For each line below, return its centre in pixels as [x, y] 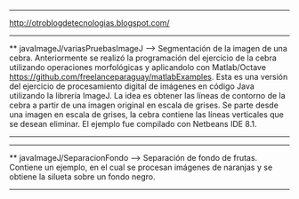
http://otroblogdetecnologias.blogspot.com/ [90, 23]
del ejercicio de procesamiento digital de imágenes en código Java [132, 86]
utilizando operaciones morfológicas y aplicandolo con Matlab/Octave [138, 67]
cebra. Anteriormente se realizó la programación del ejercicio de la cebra [143, 58]
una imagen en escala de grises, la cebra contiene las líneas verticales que [147, 115]
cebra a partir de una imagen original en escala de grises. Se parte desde [144, 105]
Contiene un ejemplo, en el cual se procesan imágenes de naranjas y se [141, 167]
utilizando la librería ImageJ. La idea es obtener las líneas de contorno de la [148, 96]
